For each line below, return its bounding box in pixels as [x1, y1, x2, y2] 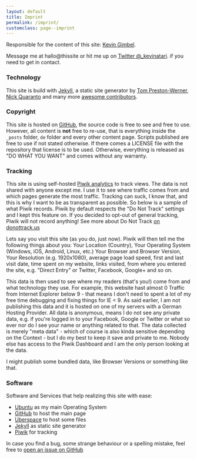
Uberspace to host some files [14, 416, 86, 423]
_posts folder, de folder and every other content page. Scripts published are [6, 133, 189, 140]
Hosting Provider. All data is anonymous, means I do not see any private [6, 309, 181, 316]
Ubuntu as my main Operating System [14, 404, 107, 411]
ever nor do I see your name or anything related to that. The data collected [6, 321, 187, 329]
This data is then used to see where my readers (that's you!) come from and [6, 278, 191, 285]
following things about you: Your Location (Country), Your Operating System [6, 242, 191, 249]
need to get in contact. [6, 59, 61, 66]
